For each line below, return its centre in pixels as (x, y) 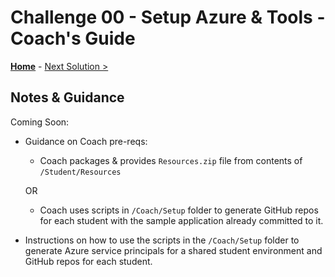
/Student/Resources (80, 172)
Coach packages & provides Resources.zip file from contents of (171, 160)
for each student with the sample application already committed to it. (181, 220)
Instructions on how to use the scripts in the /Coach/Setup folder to (162, 240)
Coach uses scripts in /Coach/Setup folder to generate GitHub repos (179, 210)
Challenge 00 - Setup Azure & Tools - (168, 17)
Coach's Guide (73, 38)
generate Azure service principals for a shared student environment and (173, 250)
